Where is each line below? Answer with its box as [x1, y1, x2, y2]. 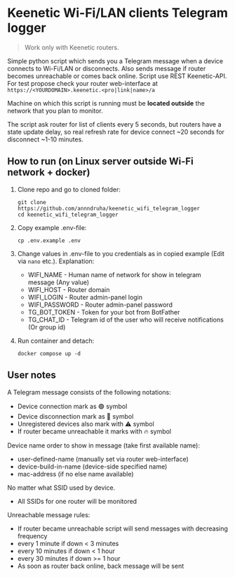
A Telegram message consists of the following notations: [7, 388, 171, 396]
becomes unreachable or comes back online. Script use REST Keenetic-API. [7, 72, 227, 80]
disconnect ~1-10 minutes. [7, 135, 84, 144]
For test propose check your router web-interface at [7, 79, 158, 87]
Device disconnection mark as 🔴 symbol [17, 412, 134, 420]
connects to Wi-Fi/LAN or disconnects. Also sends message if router [7, 64, 206, 72]
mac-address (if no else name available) [17, 469, 135, 478]
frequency [17, 531, 48, 540]
